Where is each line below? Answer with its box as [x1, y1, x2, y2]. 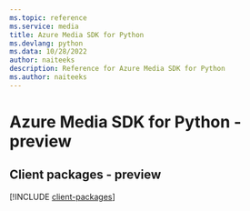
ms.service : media [9, 22, 79, 31]
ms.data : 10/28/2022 [9, 47, 88, 56]
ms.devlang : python [9, 38, 84, 48]
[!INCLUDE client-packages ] [9, 191, 115, 202]
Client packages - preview [9, 167, 162, 183]
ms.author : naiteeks [9, 73, 88, 82]
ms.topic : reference [9, 13, 88, 23]
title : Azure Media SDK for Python [9, 30, 145, 39]
